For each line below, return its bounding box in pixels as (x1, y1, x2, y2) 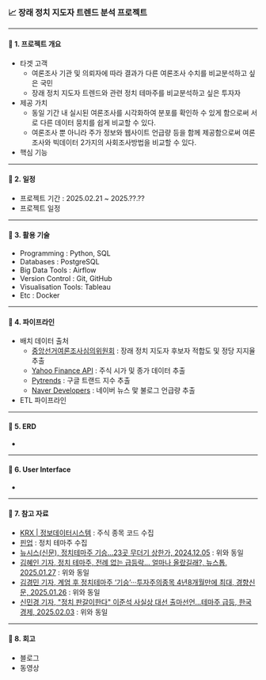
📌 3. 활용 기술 (8, 230, 50, 240)
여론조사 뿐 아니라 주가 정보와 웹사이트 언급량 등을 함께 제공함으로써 (31, 127, 241, 137)
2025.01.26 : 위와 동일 (30, 587, 101, 597)
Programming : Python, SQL (19, 248, 111, 258)
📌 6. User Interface (8, 465, 71, 474)
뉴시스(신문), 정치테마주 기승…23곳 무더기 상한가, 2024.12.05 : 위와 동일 (19, 548, 244, 557)
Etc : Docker (19, 291, 60, 300)
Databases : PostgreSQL (19, 256, 101, 266)
